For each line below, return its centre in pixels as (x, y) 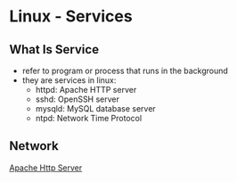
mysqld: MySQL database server (95, 108)
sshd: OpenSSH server (78, 99)
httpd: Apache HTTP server (86, 90)
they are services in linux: (69, 80)
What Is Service (54, 50)
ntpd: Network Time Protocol (89, 118)
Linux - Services (71, 17)
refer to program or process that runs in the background (125, 70)
